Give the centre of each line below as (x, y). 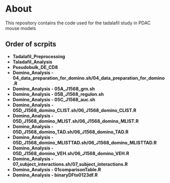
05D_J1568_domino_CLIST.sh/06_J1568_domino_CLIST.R (74, 110)
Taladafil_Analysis (32, 62)
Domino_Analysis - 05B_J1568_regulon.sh (58, 94)
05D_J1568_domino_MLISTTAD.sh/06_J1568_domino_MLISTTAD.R (84, 142)
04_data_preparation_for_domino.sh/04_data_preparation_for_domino (89, 78)
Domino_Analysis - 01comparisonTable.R (57, 169)
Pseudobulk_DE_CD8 (35, 67)
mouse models (21, 28)
